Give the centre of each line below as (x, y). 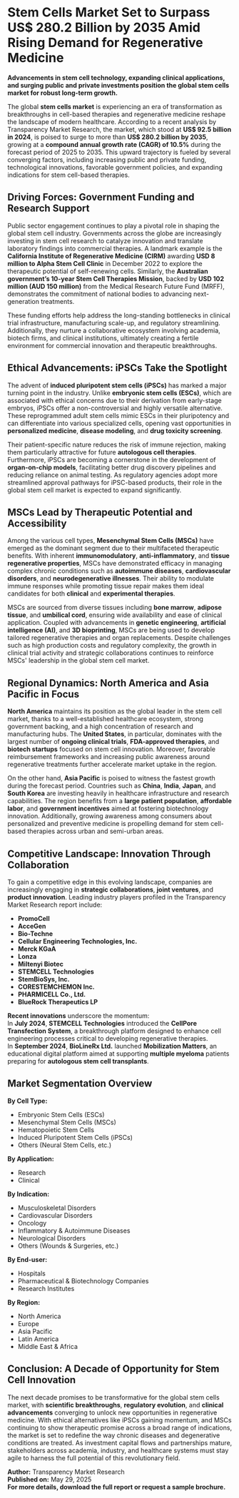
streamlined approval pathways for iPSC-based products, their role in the (115, 482)
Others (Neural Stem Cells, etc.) (65, 1145)
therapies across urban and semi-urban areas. (96, 831)
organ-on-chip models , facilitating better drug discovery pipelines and (112, 467)
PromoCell (34, 918)
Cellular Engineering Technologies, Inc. (77, 941)
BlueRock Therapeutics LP (58, 1002)
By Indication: (29, 1194)
